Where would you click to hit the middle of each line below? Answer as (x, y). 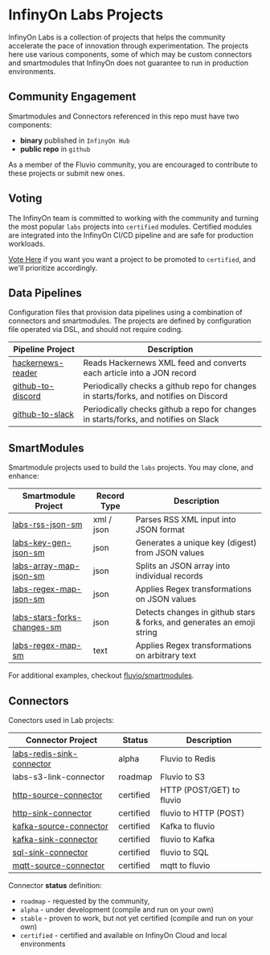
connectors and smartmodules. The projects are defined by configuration (130, 321)
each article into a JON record (140, 373)
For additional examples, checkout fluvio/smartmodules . (101, 675)
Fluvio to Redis (188, 759)
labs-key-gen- (42, 543)
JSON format (160, 529)
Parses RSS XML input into (186, 520)
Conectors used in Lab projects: (61, 720)
